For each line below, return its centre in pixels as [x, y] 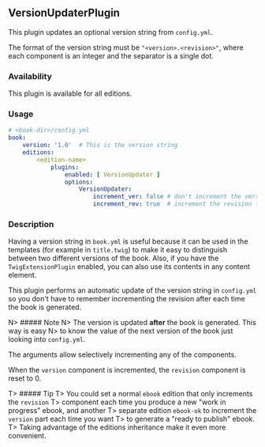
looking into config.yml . [47, 339]
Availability [30, 76]
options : [78, 182]
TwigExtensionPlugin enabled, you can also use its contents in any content [129, 267]
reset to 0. [25, 378]
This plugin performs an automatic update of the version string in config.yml [132, 290]
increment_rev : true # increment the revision [172, 204]
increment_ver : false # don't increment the [167, 197]
